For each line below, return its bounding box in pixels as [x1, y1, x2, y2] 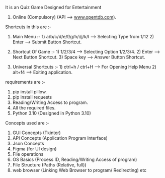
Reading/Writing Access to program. [12, 99, 88, 105]
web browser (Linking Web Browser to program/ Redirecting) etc [12, 167, 147, 173]
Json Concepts [12, 141, 44, 146]
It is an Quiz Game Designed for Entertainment [5, 5, 102, 10]
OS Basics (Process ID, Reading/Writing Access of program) [12, 156, 137, 162]
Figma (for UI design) [12, 146, 57, 152]
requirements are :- [5, 79, 45, 85]
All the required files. [12, 105, 56, 110]
